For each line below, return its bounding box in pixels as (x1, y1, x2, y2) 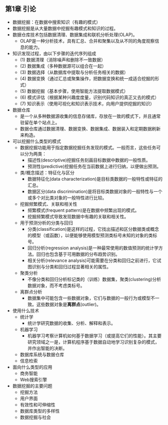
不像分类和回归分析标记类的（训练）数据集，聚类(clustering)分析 (27, 276, 161, 282)
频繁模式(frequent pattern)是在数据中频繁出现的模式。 (27, 207, 139, 213)
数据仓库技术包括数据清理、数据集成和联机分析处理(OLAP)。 (12, 32, 138, 38)
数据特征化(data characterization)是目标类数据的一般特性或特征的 (27, 176, 163, 182)
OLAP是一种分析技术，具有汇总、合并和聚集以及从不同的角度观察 (20, 38, 155, 44)
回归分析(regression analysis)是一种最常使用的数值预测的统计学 (27, 245, 159, 251)
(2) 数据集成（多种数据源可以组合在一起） (20, 63, 107, 69)
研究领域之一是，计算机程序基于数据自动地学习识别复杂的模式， (27, 339, 159, 345)
